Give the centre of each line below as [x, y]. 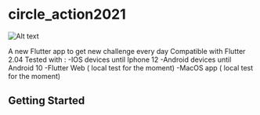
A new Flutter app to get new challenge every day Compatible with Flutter [127, 51]
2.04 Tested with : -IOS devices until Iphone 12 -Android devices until [120, 59]
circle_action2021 [67, 14]
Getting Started [47, 101]
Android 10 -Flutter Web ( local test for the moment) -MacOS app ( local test [131, 67]
